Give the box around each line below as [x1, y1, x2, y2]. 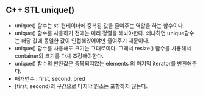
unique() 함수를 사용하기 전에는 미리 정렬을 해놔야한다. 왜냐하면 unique [14, 29, 185, 36]
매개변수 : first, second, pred [14, 75, 86, 82]
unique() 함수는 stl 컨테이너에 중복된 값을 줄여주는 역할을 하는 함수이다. [14, 21, 185, 29]
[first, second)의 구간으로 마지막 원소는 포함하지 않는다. [14, 82, 148, 90]
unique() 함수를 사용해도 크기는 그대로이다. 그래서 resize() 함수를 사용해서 [14, 44, 191, 52]
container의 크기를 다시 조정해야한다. [14, 52, 104, 60]
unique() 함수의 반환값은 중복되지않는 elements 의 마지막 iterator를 [14, 60, 176, 67]
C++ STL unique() [5, 5, 74, 15]
